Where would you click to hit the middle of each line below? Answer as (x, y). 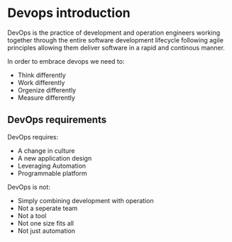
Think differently (42, 75)
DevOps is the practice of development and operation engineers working (114, 33)
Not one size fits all (46, 223)
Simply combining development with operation (85, 200)
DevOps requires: (33, 137)
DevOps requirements (57, 120)
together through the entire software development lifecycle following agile (115, 40)
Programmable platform (52, 173)
